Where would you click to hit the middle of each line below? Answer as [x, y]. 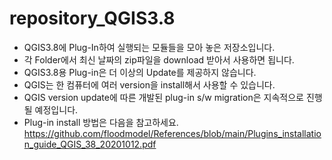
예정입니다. [56, 109]
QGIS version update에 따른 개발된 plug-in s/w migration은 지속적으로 [163, 97]
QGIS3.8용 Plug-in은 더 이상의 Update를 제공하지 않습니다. [140, 72]
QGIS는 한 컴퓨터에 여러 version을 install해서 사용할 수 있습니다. [149, 84]
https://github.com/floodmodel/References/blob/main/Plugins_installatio [172, 133]
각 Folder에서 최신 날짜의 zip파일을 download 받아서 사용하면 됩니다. [159, 59]
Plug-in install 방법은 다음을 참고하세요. [101, 122]
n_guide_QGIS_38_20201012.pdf [90, 144]
